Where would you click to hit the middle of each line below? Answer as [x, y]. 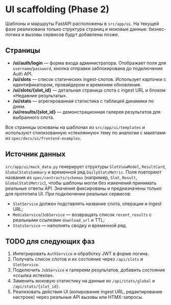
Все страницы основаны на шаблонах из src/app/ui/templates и [75, 127]
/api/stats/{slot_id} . [36, 286]
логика [13, 34]
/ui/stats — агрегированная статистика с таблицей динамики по [83, 101]
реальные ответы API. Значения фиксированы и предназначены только [83, 188]
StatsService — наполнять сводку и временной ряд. [70, 225]
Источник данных [35, 154]
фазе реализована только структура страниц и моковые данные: [77, 29]
